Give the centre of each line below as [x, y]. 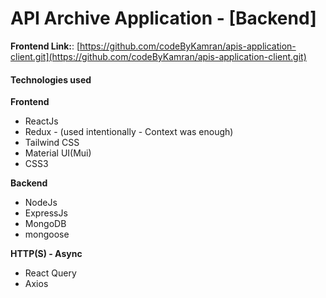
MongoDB [45, 224]
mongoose [47, 234]
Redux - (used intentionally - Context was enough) [129, 132]
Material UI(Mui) [58, 153]
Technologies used [51, 79]
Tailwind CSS [52, 143]
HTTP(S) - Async [46, 254]
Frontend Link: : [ [45, 46]
